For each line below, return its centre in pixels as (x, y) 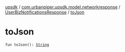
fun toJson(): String (27, 45)
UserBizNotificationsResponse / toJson (45, 12)
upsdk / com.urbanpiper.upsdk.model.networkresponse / (63, 7)
